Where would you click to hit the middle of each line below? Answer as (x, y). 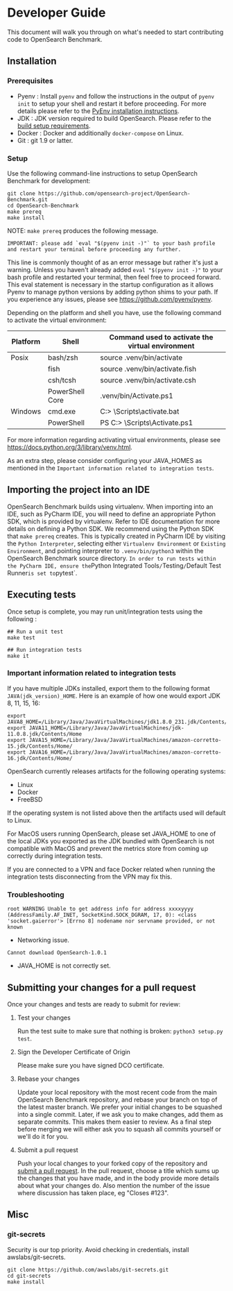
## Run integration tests (44, 650)
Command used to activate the (161, 337)
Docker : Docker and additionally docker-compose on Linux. (100, 133)
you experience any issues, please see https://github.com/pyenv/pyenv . (110, 299)
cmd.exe (62, 411)
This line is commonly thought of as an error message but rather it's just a (113, 262)
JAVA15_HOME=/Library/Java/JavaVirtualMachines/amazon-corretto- (125, 740)
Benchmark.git (28, 199)
